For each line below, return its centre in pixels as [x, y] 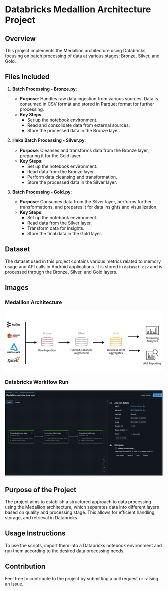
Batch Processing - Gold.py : [42, 192]
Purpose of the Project [41, 489]
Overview [21, 38]
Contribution [25, 567]
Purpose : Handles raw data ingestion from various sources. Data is [89, 98]
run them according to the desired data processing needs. [65, 551]
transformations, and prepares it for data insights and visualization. [89, 207]
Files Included [27, 77]
